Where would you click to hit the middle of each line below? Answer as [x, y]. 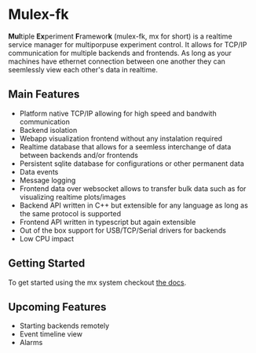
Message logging [48, 180]
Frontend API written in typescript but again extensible [108, 222]
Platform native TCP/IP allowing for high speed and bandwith [118, 113]
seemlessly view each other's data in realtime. [83, 69]
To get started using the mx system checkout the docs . [97, 282]
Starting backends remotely [64, 326]
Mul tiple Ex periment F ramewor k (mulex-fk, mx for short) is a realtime [121, 36]
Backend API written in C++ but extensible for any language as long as [134, 205]
